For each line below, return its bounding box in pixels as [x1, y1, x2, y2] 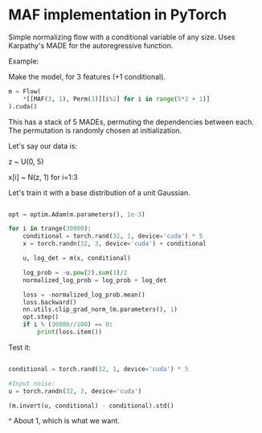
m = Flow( [8, 87, 42, 96]
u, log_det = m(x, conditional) [23, 255, 131, 263]
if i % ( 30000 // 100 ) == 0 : [23, 321, 113, 329]
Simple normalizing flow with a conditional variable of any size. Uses [8, 32, 235, 42]
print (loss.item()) [37, 328, 103, 337]
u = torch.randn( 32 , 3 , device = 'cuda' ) [8, 387, 142, 395]
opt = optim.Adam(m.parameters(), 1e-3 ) [8, 210, 146, 219]
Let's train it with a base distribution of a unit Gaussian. [8, 187, 190, 198]
